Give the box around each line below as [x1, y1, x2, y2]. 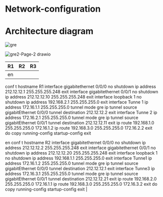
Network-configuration [5, 3, 101, 15]
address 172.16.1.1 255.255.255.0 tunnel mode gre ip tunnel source [5, 104, 137, 110]
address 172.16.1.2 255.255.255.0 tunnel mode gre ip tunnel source [5, 160, 139, 166]
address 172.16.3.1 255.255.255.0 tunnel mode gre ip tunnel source [5, 171, 139, 177]
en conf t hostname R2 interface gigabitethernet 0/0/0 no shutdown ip [5, 140, 146, 146]
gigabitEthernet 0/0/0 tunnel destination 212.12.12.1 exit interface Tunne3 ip [5, 166, 155, 172]
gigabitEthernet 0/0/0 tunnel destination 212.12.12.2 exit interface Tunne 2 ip [5, 110, 157, 116]
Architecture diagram [5, 26, 93, 37]
